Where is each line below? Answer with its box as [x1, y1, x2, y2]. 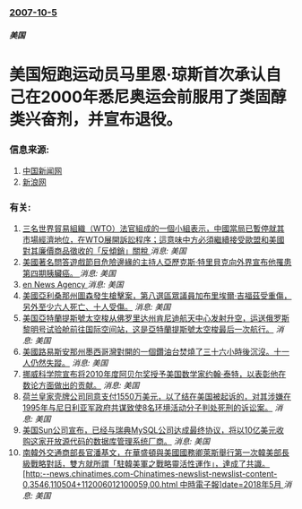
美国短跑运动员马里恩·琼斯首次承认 [9, 65, 266, 84]
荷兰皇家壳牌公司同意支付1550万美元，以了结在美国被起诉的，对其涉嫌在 [22, 392, 291, 402]
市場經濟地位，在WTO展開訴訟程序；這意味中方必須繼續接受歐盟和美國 [22, 235, 285, 246]
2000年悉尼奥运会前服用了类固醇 [40, 87, 287, 107]
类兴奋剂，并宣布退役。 [9, 109, 183, 129]
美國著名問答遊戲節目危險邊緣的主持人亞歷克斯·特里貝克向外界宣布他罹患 [22, 257, 292, 268]
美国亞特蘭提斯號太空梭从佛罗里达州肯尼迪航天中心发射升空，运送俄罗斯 [22, 313, 289, 324]
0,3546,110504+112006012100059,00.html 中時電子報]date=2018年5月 [22, 479, 282, 490]
